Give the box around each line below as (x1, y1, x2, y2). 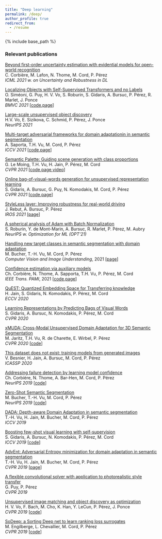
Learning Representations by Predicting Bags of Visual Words (5, 305, 128, 311)
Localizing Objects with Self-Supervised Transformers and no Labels (5, 87, 143, 93)
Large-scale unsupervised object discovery (5, 112, 92, 117)
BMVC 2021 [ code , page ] (5, 102, 54, 108)
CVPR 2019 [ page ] (5, 465, 42, 470)
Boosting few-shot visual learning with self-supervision (5, 429, 115, 435)
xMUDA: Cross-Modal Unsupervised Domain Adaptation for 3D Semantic (5, 325, 151, 331)
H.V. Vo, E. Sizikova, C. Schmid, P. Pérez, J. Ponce (5, 117, 106, 123)
